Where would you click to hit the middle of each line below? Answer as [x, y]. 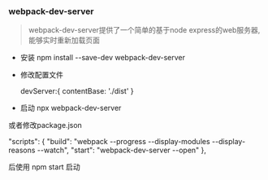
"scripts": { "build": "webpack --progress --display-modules [109, 142]
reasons [22, 150]
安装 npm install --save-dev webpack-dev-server [102, 58]
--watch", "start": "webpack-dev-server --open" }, [122, 150]
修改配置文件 [41, 75]
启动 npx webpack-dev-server [71, 108]
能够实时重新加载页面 [64, 40]
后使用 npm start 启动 [44, 167]
